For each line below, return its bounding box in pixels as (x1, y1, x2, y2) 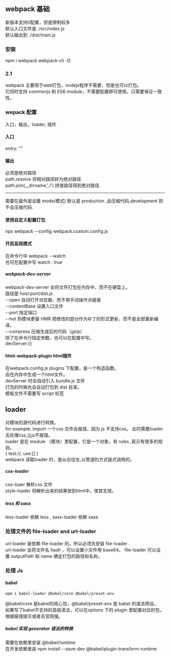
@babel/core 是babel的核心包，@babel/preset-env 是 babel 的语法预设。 (5, 600, 158, 606)
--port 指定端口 (5, 310, 37, 316)
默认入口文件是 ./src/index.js (5, 25, 65, 31)
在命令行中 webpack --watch (5, 252, 66, 259)
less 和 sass (5, 500, 31, 507)
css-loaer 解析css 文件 (5, 481, 53, 488)
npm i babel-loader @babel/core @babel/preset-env (5, 591, 114, 596)
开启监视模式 (5, 240, 32, 246)
